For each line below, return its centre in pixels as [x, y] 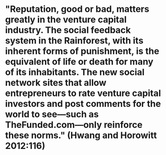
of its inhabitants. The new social [75, 72]
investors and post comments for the [83, 104]
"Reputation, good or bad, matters [77, 9]
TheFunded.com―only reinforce [74, 125]
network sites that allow [56, 83]
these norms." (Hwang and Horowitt [81, 135]
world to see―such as [52, 114]
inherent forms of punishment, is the [82, 51]
